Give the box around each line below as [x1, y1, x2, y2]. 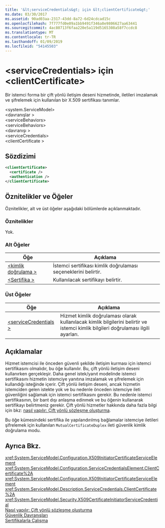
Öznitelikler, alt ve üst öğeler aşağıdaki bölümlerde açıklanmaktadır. [5, 205, 141, 212]
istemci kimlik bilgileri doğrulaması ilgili [60, 324, 150, 331]
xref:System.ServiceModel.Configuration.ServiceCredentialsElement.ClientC [5, 466, 160, 471]
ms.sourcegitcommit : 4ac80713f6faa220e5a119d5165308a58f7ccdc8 [5, 26, 137, 31]
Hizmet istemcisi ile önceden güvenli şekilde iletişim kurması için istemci [5, 360, 151, 367]
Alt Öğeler [5, 241, 30, 248]
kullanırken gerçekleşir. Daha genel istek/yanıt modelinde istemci [5, 371, 137, 377]
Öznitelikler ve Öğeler [5, 192, 73, 201]
